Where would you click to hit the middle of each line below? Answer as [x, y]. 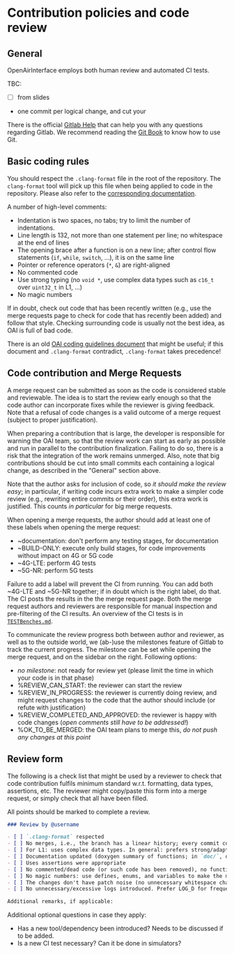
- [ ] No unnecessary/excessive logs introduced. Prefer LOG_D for [107, 889]
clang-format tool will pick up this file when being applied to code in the [110, 186]
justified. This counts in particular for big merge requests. [90, 506]
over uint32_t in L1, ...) [49, 287]
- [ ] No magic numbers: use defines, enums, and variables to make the [115, 876]
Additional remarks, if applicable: [60, 902]
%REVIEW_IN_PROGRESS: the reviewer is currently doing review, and [117, 692]
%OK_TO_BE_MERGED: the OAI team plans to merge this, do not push [117, 729]
